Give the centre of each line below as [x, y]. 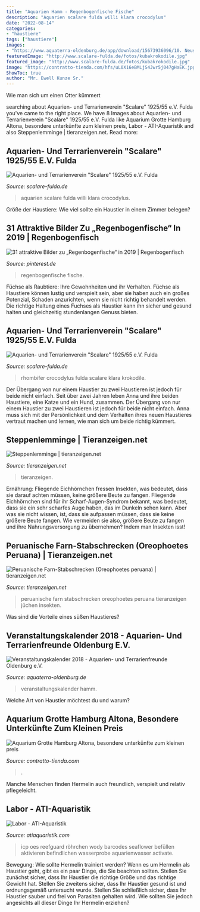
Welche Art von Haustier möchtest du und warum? [68, 700]
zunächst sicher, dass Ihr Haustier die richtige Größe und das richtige [91, 877]
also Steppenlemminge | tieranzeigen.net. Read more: [72, 133]
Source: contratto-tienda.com [43, 761]
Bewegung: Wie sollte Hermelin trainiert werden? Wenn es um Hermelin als [98, 864]
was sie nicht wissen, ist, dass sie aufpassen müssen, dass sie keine [90, 514]
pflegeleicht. [21, 790]
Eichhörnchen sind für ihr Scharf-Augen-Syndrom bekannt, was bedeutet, [97, 502]
